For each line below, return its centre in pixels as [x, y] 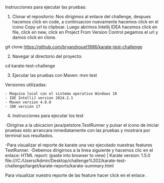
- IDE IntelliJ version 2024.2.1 [39, 98]
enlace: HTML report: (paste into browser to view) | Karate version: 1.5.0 [78, 155]
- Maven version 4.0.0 [28, 102]
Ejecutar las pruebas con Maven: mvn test [55, 75]
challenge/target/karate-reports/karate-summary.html [59, 166]
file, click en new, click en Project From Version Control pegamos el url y [85, 32]
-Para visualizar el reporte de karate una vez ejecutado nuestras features [79, 145]
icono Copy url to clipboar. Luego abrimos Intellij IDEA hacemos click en [85, 27]
